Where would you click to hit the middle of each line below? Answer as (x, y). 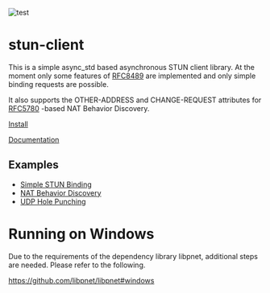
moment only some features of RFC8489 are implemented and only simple (132, 76)
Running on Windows (81, 234)
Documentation (34, 139)
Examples (33, 165)
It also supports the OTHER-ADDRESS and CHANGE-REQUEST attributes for (135, 100)
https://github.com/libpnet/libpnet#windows (81, 280)
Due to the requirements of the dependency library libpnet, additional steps (133, 256)
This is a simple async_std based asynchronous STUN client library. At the (132, 67)
